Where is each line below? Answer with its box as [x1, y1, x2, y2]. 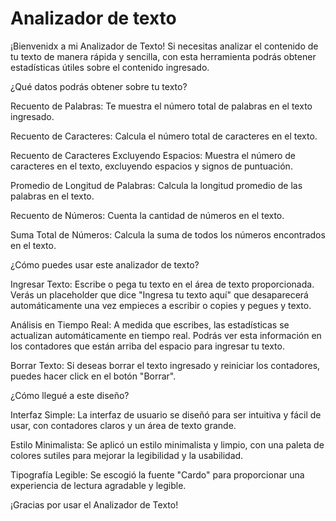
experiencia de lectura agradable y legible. [10, 479, 187, 491]
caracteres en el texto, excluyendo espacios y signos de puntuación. [10, 160, 293, 172]
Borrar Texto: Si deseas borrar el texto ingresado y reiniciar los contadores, [10, 359, 321, 371]
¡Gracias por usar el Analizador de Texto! [10, 498, 179, 511]
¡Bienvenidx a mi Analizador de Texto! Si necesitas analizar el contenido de [10, 40, 319, 52]
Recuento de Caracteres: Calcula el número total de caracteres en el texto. [10, 130, 318, 142]
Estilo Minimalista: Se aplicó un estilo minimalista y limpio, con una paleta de [10, 438, 325, 451]
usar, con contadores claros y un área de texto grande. [10, 419, 237, 431]
